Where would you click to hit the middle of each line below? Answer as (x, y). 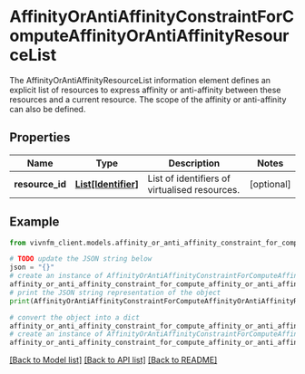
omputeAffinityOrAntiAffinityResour (149, 36)
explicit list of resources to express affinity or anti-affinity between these (145, 90)
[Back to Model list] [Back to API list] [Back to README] (113, 360)
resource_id (40, 184)
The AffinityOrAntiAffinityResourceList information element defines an (140, 80)
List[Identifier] (107, 184)
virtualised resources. (194, 189)
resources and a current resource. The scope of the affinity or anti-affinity (148, 99)
